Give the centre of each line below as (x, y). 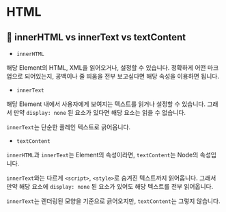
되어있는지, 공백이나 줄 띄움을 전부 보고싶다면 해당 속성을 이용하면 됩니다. (122, 76)
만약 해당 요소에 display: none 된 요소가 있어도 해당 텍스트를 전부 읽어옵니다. (110, 186)
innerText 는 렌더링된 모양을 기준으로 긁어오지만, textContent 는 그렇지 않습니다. (113, 201)
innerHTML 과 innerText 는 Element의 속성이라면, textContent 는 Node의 (102, 155)
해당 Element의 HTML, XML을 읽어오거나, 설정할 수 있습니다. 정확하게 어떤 (106, 68)
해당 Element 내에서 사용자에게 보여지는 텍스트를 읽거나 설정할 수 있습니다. (106, 104)
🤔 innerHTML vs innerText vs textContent (96, 37)
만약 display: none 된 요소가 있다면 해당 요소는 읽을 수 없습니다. (99, 112)
